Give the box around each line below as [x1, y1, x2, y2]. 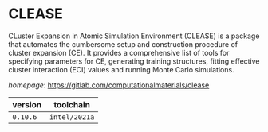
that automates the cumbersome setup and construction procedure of [8, 39, 238, 49]
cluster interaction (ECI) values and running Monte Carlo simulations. [8, 64, 235, 74]
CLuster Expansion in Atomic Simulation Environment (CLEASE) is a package [8, 31, 260, 41]
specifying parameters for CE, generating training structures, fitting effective [8, 56, 261, 66]
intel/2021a [49, 112, 95, 122]
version [12, 99, 42, 110]
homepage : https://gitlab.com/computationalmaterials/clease [8, 80, 210, 90]
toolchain [53, 99, 90, 110]
